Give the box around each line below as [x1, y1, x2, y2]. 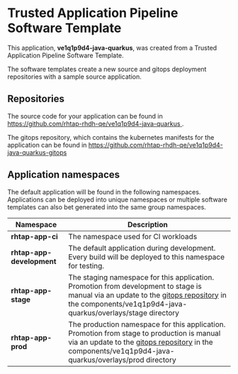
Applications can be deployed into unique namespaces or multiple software [7, 195, 228, 204]
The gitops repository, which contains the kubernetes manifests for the [7, 133, 215, 141]
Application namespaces [7, 169, 120, 181]
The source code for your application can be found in [7, 111, 163, 120]
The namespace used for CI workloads [68, 231, 198, 241]
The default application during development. [68, 243, 216, 253]
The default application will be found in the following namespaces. [7, 187, 201, 196]
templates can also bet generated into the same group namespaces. [7, 202, 207, 211]
